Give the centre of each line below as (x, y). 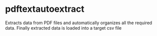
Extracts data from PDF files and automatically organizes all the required (78, 23)
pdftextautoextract (45, 9)
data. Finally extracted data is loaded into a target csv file (63, 28)
